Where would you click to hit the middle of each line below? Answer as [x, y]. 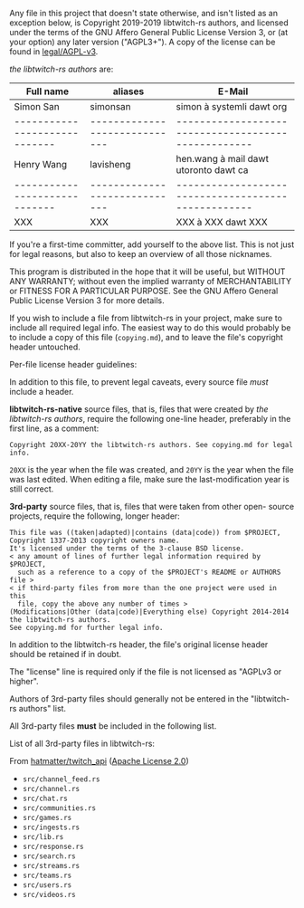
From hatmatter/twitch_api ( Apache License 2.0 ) [99, 761]
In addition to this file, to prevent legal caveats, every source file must [139, 382]
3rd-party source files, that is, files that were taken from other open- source [152, 507]
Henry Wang [41, 164]
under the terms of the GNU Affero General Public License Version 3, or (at [149, 32]
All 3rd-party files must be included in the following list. [113, 726]
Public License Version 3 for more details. [87, 301]
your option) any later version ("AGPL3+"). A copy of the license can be [142, 42]
